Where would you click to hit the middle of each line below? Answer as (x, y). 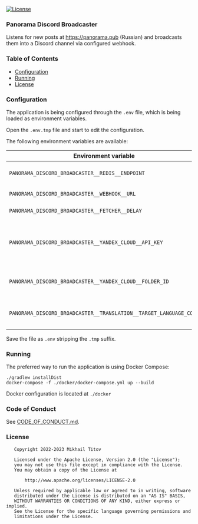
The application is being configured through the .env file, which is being (93, 112)
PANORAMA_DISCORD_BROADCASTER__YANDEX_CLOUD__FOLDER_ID (89, 281)
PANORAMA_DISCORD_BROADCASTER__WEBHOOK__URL (72, 194)
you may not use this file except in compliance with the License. (98, 465)
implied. (17, 506)
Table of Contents (32, 59)
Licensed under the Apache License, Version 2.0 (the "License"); (97, 460)
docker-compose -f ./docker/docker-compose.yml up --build (80, 383)
